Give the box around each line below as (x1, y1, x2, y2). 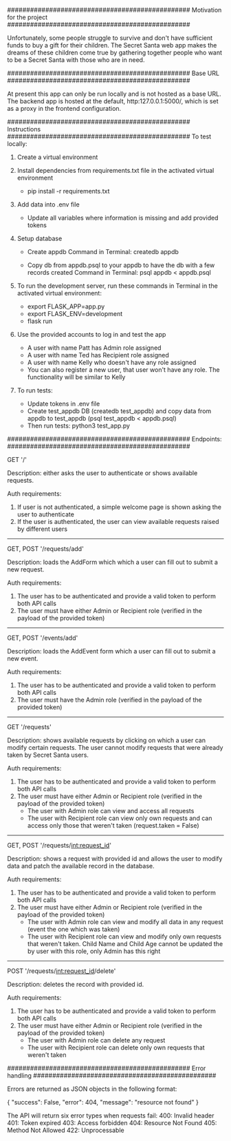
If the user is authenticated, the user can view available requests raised (16, 518, 219, 525)
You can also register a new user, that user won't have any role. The (27, 366, 220, 374)
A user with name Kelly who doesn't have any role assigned (27, 358, 197, 366)
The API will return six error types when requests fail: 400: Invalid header (7, 1111, 214, 1120)
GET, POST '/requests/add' (7, 545, 84, 553)
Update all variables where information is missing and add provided (27, 213, 219, 222)
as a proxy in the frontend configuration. (7, 105, 122, 112)
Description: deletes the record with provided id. (7, 981, 144, 988)
